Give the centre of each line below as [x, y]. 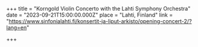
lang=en [17, 27]
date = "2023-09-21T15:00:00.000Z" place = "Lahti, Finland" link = [90, 15]
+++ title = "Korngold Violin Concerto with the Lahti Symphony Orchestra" [98, 9]
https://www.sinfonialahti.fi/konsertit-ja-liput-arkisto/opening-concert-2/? [100, 21]
